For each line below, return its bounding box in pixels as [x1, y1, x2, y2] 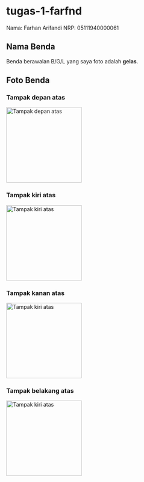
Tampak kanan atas [6, 288, 65, 297]
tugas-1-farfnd [6, 4, 83, 18]
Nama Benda [6, 42, 55, 52]
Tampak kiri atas [6, 191, 56, 200]
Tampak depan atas [6, 94, 65, 102]
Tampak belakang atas [6, 386, 74, 395]
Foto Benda [6, 75, 50, 86]
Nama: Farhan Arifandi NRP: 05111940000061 [6, 24, 119, 31]
